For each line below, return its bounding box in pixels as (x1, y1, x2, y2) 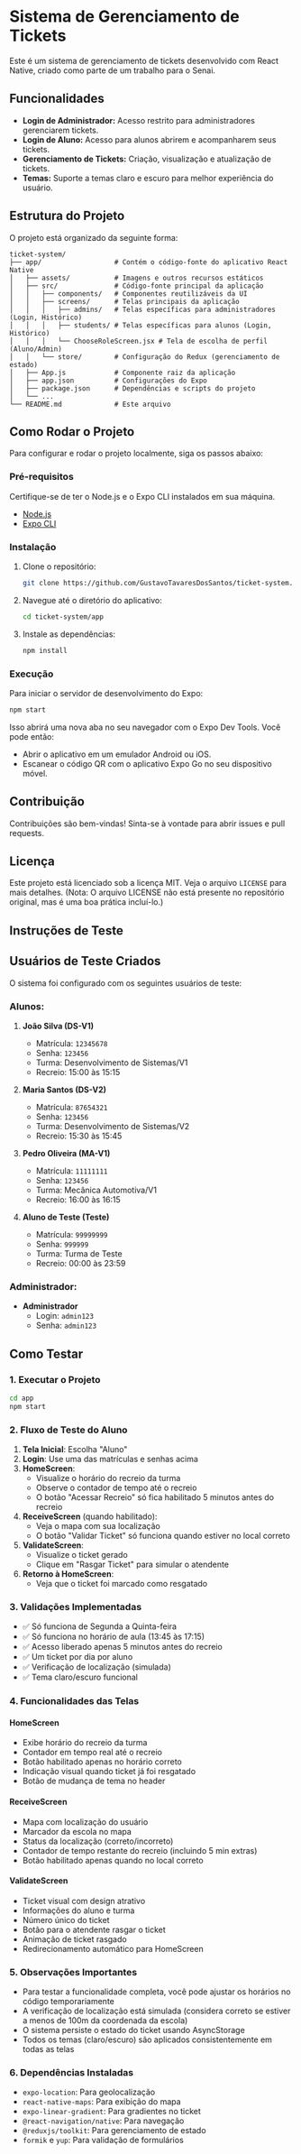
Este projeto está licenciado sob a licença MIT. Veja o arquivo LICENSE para (9, 878, 287, 888)
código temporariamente (22, 1996, 114, 2007)
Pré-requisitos (9, 471, 74, 483)
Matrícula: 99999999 (35, 1229, 108, 1239)
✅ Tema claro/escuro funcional (22, 1671, 138, 1683)
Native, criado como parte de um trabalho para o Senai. (9, 65, 216, 76)
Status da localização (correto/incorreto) (22, 1836, 174, 1846)
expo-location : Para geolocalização (22, 2086, 156, 2098)
